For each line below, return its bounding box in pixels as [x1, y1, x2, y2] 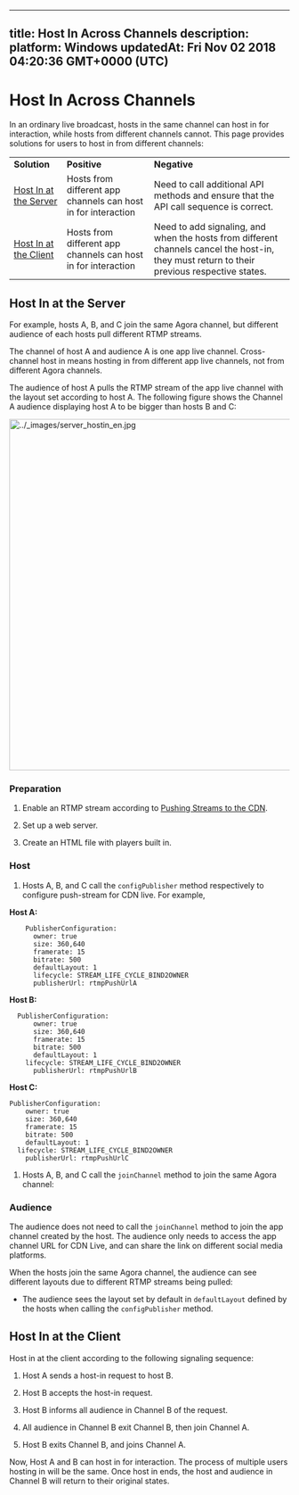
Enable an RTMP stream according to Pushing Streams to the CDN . [21, 803, 269, 814]
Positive [66, 158, 102, 170]
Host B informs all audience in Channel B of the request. [21, 1404, 229, 1415]
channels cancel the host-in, [154, 243, 274, 255]
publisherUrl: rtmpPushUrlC [25, 1153, 129, 1162]
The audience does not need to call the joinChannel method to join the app [9, 1221, 284, 1232]
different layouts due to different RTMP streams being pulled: [9, 1276, 233, 1287]
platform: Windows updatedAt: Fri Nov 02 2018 [9, 40, 277, 55]
